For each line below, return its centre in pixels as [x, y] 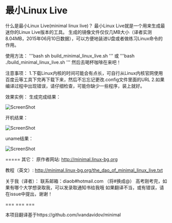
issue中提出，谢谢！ [31, 194]
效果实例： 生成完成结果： [33, 97]
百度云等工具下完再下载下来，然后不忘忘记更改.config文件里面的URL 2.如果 [85, 79]
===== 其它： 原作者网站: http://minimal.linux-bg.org [62, 159]
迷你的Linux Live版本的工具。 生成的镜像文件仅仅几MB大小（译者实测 [79, 32]
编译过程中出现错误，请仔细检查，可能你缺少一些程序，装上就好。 [75, 86]
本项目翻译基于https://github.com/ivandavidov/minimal [63, 215]
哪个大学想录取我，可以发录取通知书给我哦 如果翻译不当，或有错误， [87, 187]
